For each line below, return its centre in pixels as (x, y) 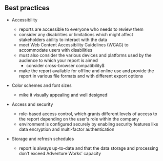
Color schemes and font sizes (41, 85)
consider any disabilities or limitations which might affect (76, 34)
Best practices (27, 8)
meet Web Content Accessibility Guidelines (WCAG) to (74, 45)
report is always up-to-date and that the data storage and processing (89, 148)
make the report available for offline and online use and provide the (86, 71)
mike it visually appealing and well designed (63, 95)
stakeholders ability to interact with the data (63, 40)
